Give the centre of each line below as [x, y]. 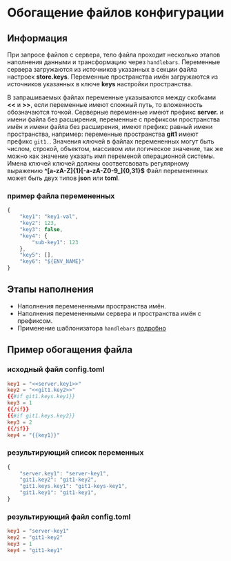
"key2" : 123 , [38, 223]
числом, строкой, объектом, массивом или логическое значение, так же [115, 149]
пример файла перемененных [61, 196]
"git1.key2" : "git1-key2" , [58, 480]
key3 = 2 [20, 422]
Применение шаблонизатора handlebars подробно [92, 328]
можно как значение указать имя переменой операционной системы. [111, 156]
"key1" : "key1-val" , [49, 217]
